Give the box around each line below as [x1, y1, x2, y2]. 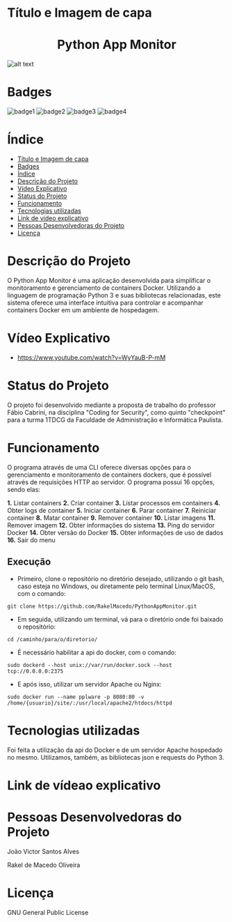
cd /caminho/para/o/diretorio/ [7, 636, 98, 643]
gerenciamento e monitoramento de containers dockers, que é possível [7, 470, 212, 479]
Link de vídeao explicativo [7, 777, 161, 793]
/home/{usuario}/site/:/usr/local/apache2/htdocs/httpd [7, 699, 172, 707]
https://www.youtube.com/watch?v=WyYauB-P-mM [17, 353, 166, 362]
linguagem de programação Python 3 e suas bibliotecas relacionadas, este [7, 291, 221, 299]
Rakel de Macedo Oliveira [7, 861, 81, 869]
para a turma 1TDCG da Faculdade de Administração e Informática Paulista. [7, 415, 224, 424]
